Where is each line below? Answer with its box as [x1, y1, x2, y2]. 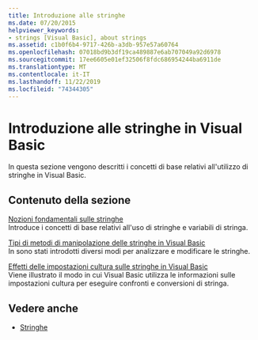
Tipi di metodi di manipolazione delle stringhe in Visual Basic [8, 238, 206, 247]
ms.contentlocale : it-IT [8, 70, 90, 78]
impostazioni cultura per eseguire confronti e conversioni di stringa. [8, 278, 230, 289]
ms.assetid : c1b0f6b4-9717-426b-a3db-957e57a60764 [8, 41, 179, 49]
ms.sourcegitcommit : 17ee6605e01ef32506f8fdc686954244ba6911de [8, 56, 222, 64]
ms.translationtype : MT [8, 63, 87, 71]
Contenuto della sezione [8, 193, 131, 206]
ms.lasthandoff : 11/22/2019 [8, 77, 101, 85]
